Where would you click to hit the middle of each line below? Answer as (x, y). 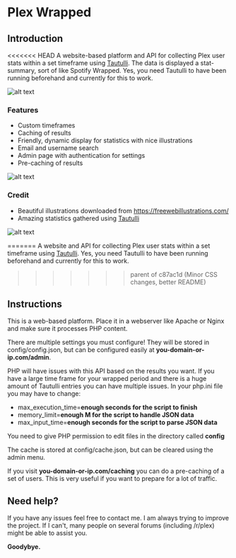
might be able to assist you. (47, 533)
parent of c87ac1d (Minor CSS (174, 274)
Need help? (33, 501)
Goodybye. (24, 547)
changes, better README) (168, 282)
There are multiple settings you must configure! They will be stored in (108, 342)
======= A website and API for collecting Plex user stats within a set (109, 246)
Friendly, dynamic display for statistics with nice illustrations (105, 141)
